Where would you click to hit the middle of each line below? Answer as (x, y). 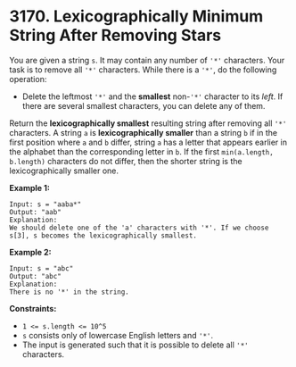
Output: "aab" (36, 212)
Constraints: (33, 308)
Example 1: (30, 188)
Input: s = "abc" (41, 268)
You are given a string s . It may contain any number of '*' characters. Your (147, 60)
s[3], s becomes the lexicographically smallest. (103, 235)
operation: (28, 79)
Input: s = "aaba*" (45, 204)
